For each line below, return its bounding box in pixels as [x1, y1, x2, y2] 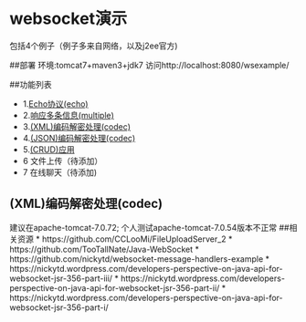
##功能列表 [9, 78, 52, 89]
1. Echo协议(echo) [22, 98, 89, 109]
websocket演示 [9, 8, 128, 29]
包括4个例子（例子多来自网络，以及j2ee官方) [9, 40, 178, 51]
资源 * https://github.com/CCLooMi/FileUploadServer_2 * [16, 234, 233, 244]
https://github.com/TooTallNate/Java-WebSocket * [9, 244, 199, 254]
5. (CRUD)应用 [22, 143, 75, 155]
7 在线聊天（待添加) [22, 166, 98, 178]
